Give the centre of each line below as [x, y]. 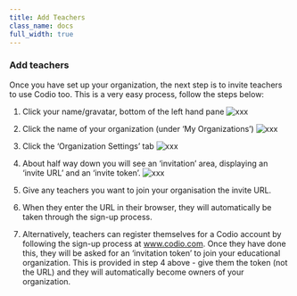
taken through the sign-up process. [87, 217]
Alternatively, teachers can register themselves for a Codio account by [152, 234]
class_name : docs [41, 26]
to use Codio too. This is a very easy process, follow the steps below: [137, 94]
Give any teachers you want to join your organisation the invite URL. [147, 190]
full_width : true [41, 34]
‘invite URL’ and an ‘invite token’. [81, 173]
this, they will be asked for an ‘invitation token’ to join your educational [151, 253]
